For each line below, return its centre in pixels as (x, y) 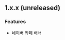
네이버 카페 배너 (26, 33)
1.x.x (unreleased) (32, 8)
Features (15, 22)
